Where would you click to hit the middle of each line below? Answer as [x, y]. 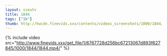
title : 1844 [17, 14]
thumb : [12, 24]
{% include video [23, 38]
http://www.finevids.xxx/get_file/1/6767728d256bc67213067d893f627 [88, 43]
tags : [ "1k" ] [19, 19]
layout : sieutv [21, 10]
